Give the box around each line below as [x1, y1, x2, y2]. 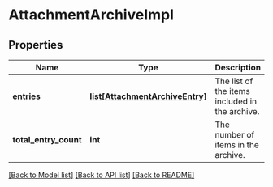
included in [214, 96, 258, 107]
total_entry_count [12, 134, 83, 145]
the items [214, 86, 250, 96]
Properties [8, 38, 63, 52]
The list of [214, 75, 253, 87]
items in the [214, 139, 260, 151]
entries [12, 91, 41, 102]
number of [214, 130, 255, 140]
